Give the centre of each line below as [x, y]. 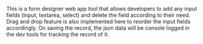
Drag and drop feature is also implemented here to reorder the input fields [98, 21]
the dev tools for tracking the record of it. [58, 34]
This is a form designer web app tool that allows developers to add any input [102, 9]
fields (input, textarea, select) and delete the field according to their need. [98, 15]
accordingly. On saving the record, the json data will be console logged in [98, 28]
